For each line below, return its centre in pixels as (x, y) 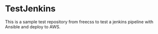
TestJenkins (30, 9)
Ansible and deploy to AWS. (33, 26)
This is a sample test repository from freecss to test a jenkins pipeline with (79, 22)
